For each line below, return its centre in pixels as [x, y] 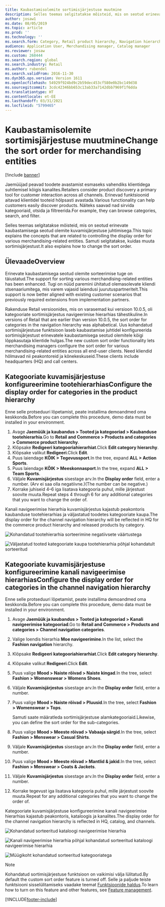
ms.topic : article [24, 28]
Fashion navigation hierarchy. [43, 644]
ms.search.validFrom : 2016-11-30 [39, 74]
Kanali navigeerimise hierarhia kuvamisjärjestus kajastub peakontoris [75, 509]
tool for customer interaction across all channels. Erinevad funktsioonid [77, 195]
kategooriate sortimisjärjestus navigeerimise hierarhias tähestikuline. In [76, 314]
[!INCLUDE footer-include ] [31, 900]
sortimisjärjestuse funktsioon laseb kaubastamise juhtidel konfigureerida [78, 330]
